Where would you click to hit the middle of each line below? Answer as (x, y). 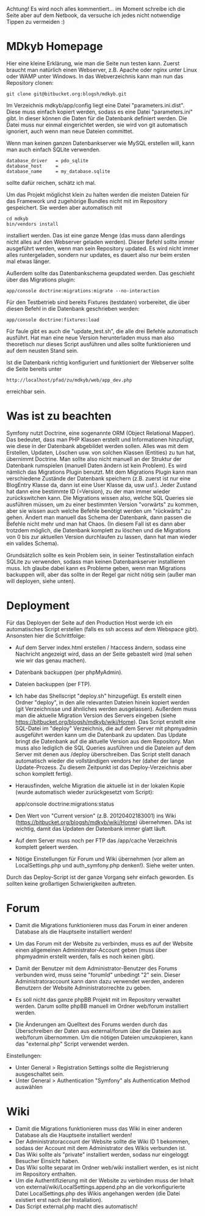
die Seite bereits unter (34, 369)
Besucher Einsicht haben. (47, 1161)
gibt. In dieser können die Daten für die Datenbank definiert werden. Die (97, 118)
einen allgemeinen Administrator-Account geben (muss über (91, 950)
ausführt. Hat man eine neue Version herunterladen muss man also (91, 338)
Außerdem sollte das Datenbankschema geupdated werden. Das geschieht (101, 273)
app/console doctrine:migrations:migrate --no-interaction (83, 291)
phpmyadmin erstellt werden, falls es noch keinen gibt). (85, 956)
